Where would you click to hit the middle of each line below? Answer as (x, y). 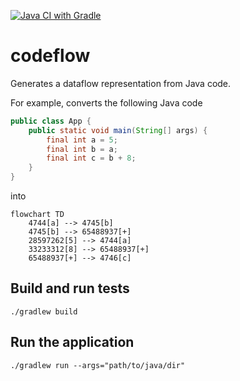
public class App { (51, 121)
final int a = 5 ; (82, 140)
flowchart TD (37, 215)
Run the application (72, 342)
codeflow (50, 56)
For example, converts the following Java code (106, 102)
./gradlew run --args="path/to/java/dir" (98, 365)
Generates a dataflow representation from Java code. (121, 83)
